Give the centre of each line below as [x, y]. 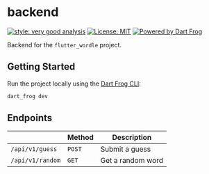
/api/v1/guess [34, 149]
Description [132, 138]
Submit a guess [126, 149]
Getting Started [41, 67]
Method [80, 138]
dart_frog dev [28, 96]
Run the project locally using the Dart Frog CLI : [74, 84]
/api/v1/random [36, 160]
